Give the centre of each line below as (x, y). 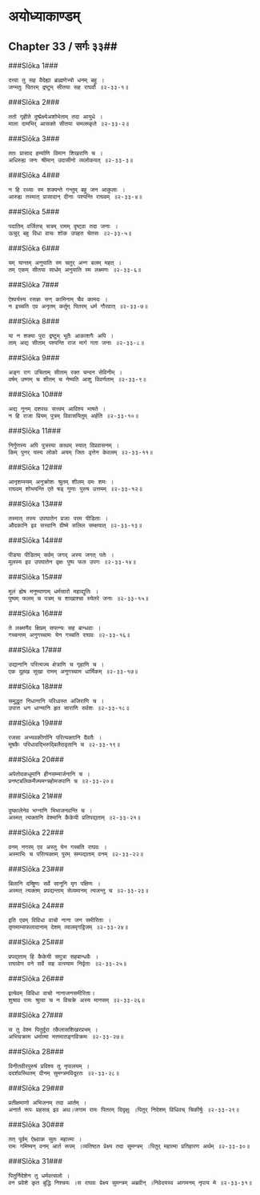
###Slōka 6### (34, 248)
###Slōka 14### (36, 540)
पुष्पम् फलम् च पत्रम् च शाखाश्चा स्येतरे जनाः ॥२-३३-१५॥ (79, 599)
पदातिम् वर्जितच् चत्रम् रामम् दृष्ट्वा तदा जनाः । (63, 227)
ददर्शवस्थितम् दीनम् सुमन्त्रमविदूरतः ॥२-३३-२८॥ (64, 1073)
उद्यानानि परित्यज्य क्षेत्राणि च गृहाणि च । (56, 664)
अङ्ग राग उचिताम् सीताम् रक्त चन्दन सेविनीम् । (65, 372)
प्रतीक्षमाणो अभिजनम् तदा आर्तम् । (48, 1103)
